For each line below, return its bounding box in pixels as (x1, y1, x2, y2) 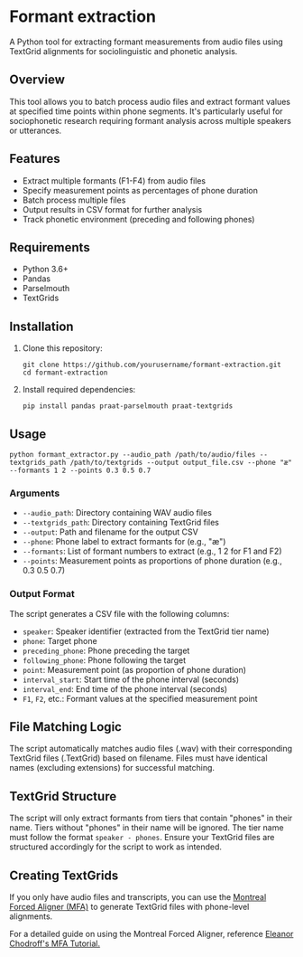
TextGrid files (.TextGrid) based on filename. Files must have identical (9, 753, 268, 763)
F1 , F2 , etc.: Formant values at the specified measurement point (22, 693, 259, 704)
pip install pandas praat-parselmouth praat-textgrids (22, 402, 234, 411)
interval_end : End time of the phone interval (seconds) (22, 683, 228, 694)
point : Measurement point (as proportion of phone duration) (22, 664, 246, 675)
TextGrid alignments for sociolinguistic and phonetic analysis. (9, 45, 238, 56)
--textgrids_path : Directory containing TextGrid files (22, 517, 219, 528)
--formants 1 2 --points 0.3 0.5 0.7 (9, 466, 151, 475)
